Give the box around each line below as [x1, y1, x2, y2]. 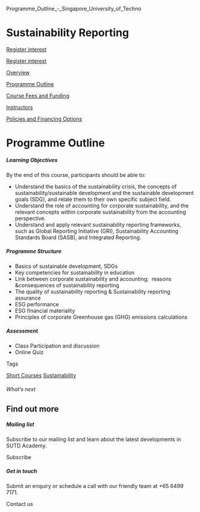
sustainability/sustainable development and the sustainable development [14, 190, 194, 197]
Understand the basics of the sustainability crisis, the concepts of [14, 183, 177, 190]
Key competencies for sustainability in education [14, 269, 135, 276]
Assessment [6, 327, 38, 334]
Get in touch [6, 467, 38, 474]
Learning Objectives [6, 156, 58, 163]
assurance [14, 294, 41, 301]
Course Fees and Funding [6, 92, 70, 99]
